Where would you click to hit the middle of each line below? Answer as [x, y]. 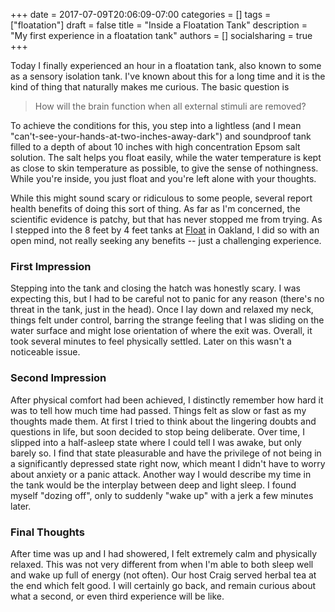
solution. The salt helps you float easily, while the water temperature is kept [166, 157]
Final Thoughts [47, 532]
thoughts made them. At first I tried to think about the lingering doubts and [163, 421]
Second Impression [58, 378]
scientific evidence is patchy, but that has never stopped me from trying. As [166, 219]
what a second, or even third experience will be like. [117, 596]
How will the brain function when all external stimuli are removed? [170, 106]
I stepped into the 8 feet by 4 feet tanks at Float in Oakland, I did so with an [165, 230]
